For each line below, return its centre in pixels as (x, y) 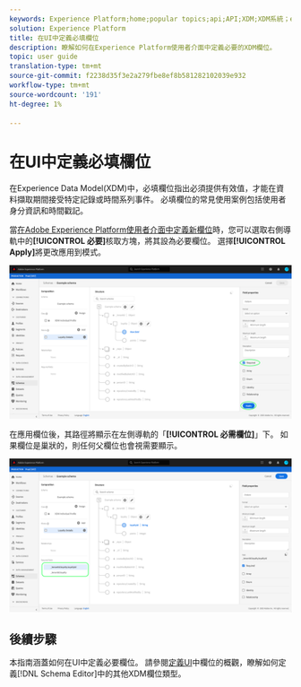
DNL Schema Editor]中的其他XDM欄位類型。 (104, 674)
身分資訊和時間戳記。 (48, 211)
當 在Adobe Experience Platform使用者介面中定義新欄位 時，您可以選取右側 (146, 230)
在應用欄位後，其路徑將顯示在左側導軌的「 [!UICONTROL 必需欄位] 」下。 (144, 434)
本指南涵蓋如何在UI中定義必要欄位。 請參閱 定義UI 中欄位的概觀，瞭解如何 (144, 663)
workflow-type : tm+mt (50, 85)
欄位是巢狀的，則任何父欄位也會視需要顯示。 (99, 445)
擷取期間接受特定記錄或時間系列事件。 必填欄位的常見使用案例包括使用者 (151, 200)
